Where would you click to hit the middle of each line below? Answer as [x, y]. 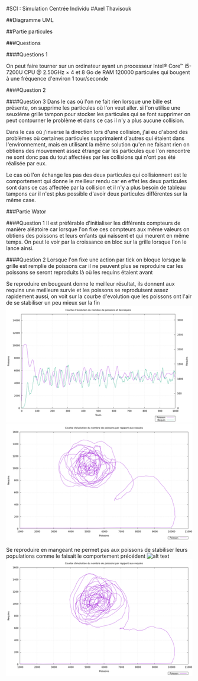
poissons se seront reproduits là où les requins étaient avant [79, 272]
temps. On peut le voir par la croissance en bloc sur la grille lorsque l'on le [97, 242]
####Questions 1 [27, 55]
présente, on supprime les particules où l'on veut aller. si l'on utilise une [93, 108]
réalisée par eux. [27, 163]
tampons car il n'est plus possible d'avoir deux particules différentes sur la [97, 194]
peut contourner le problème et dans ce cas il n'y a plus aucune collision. [95, 120]
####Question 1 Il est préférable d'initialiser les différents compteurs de [93, 223]
